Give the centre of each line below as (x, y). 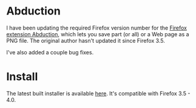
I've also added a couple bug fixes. (50, 52)
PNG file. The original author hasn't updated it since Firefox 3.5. (86, 40)
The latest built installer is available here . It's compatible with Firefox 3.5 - (98, 93)
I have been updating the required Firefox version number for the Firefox (96, 28)
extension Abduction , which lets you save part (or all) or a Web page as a (98, 34)
